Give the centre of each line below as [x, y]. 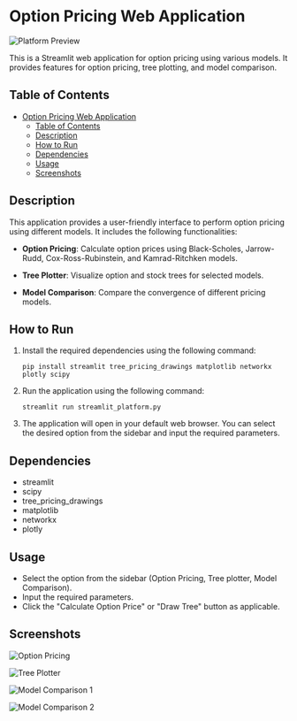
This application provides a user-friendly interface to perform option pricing [147, 222]
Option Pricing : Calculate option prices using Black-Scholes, [133, 249]
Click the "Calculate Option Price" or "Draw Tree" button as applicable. [151, 606]
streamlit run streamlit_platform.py [91, 407]
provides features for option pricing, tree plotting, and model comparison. [143, 67]
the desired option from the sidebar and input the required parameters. [151, 433]
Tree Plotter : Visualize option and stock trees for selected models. [143, 275]
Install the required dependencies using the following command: [139, 350]
